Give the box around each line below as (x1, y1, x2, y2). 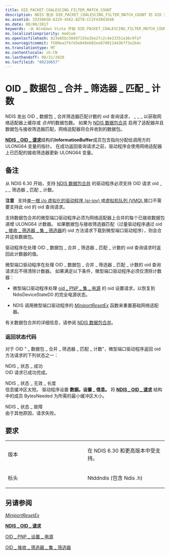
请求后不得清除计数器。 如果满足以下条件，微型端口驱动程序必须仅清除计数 (5, 268, 162, 274)
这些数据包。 (9, 234, 36, 239)
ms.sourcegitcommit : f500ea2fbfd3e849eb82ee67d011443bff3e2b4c (5, 41, 142, 46)
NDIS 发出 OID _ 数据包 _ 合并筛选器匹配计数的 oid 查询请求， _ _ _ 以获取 (5, 113, 157, 119)
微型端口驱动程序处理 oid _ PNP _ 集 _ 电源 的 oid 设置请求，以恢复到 (12, 285, 155, 291)
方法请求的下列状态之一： (5, 352, 59, 358)
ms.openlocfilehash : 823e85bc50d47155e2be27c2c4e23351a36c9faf (5, 36, 142, 41)
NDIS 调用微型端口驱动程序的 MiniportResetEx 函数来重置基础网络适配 (12, 302, 159, 308)
